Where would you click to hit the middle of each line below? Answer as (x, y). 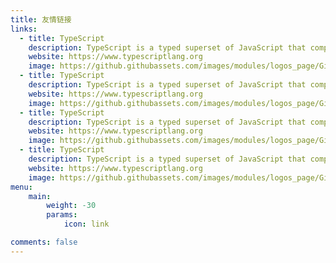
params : (62, 215)
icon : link (86, 224)
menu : (21, 187)
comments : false (44, 242)
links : (24, 29)
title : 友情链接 (41, 19)
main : (40, 196)
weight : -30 (71, 206)
